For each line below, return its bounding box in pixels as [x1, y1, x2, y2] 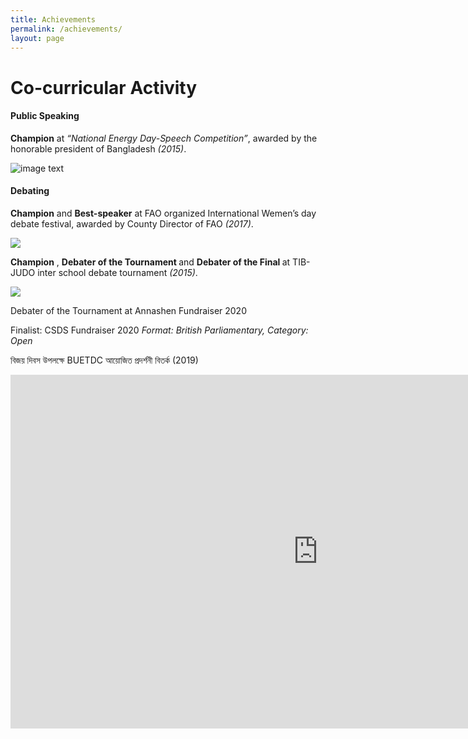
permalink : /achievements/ [10, 24, 123, 34]
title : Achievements [10, 14, 97, 25]
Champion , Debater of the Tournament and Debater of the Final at [10, 256, 291, 268]
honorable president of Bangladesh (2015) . [10, 142, 187, 155]
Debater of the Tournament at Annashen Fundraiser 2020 [10, 304, 247, 316]
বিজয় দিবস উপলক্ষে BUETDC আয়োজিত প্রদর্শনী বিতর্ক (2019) [10, 354, 199, 366]
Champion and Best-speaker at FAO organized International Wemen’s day [10, 207, 317, 219]
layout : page [10, 33, 65, 43]
